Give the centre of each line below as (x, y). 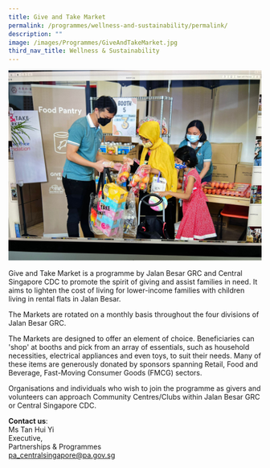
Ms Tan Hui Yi (31, 429)
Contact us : (28, 421)
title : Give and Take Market (57, 17)
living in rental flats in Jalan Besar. (65, 299)
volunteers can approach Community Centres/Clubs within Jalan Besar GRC (134, 397)
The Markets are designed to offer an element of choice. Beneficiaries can (131, 339)
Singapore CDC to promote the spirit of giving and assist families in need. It (133, 282)
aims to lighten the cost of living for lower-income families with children (127, 290)
